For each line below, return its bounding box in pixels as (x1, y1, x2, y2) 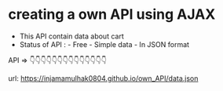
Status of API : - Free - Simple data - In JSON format (19, 39, 190, 49)
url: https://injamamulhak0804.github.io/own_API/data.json (8, 73, 199, 83)
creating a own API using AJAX (8, 5, 216, 24)
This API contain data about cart (19, 31, 124, 41)
